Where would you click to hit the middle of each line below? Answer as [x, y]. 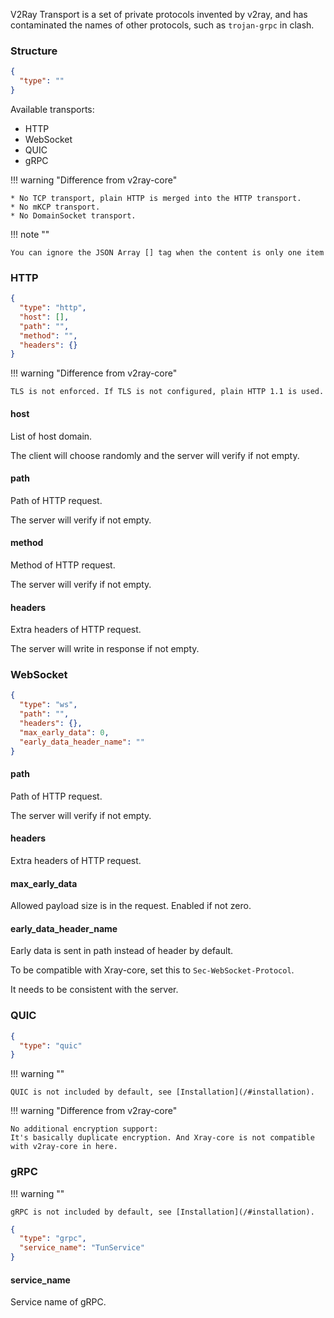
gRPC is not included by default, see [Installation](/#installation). [162, 1212]
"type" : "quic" [51, 1045]
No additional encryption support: [84, 1129]
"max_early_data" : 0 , [64, 732]
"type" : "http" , [53, 308]
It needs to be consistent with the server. [94, 990]
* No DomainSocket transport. [73, 215]
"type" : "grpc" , [53, 1239]
